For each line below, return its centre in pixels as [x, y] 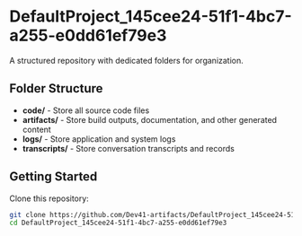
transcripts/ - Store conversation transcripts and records [129, 148]
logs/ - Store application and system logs [99, 139]
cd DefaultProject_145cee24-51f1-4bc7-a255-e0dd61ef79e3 [118, 223]
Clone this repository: [49, 198]
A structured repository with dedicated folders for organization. [127, 60]
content [36, 129]
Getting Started [53, 177]
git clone [28, 214]
